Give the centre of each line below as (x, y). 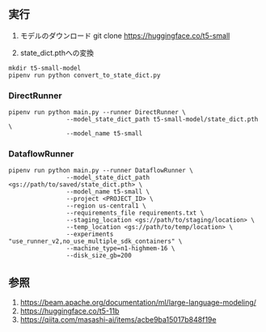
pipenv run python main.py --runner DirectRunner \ (97, 113)
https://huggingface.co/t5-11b (70, 311)
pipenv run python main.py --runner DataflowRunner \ (101, 171)
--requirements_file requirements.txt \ (135, 213)
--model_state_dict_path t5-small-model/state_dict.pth (162, 120)
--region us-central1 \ (106, 206)
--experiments (90, 234)
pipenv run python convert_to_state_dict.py (84, 75)
